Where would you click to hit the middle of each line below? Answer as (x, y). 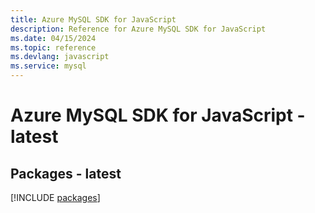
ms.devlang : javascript (60, 57)
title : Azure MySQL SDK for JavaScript (93, 19)
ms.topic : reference (53, 47)
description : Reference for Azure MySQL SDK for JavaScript (138, 29)
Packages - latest (66, 173)
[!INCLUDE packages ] (55, 197)
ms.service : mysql (48, 66)
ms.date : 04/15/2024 (53, 38)
